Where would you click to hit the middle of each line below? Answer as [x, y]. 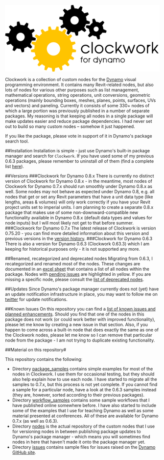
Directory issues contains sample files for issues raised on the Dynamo [84, 447]
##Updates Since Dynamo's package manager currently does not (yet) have [82, 289]
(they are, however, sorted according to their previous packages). [78, 395]
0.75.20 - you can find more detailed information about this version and [77, 233]
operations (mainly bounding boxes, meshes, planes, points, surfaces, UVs [81, 100]
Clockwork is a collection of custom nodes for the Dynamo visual [70, 79]
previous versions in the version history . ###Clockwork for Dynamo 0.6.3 [79, 238]
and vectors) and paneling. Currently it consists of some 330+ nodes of [77, 105]
